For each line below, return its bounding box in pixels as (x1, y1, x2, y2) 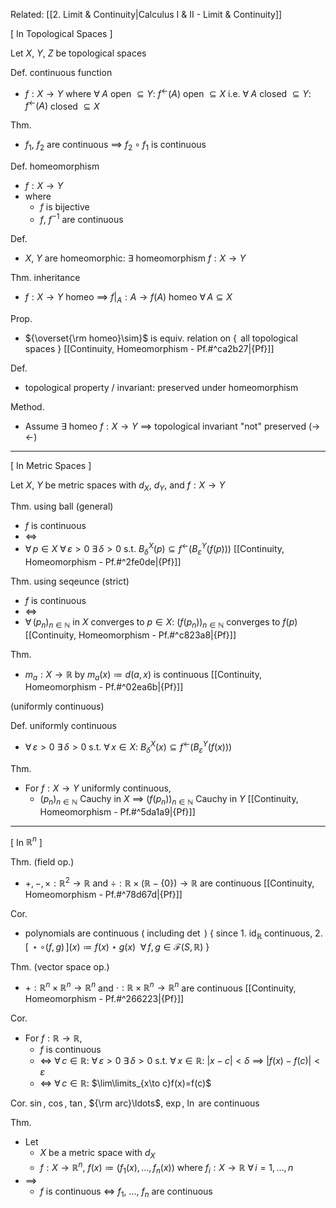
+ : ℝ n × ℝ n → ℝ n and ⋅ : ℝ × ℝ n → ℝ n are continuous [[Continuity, (24, 980, 297, 994)
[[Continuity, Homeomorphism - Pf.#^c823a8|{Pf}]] (24, 629, 237, 641)
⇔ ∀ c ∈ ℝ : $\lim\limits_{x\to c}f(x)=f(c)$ (39, 1077, 212, 1089)
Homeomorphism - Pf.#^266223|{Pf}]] (24, 993, 185, 1005)
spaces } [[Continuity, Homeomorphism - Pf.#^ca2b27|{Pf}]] (24, 342, 275, 354)
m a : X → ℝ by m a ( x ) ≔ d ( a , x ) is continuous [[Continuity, (24, 668, 263, 683)
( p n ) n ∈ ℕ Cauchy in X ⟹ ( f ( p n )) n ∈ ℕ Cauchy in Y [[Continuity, (39, 792, 299, 807)
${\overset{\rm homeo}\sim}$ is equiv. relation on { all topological (24, 332, 298, 344)
